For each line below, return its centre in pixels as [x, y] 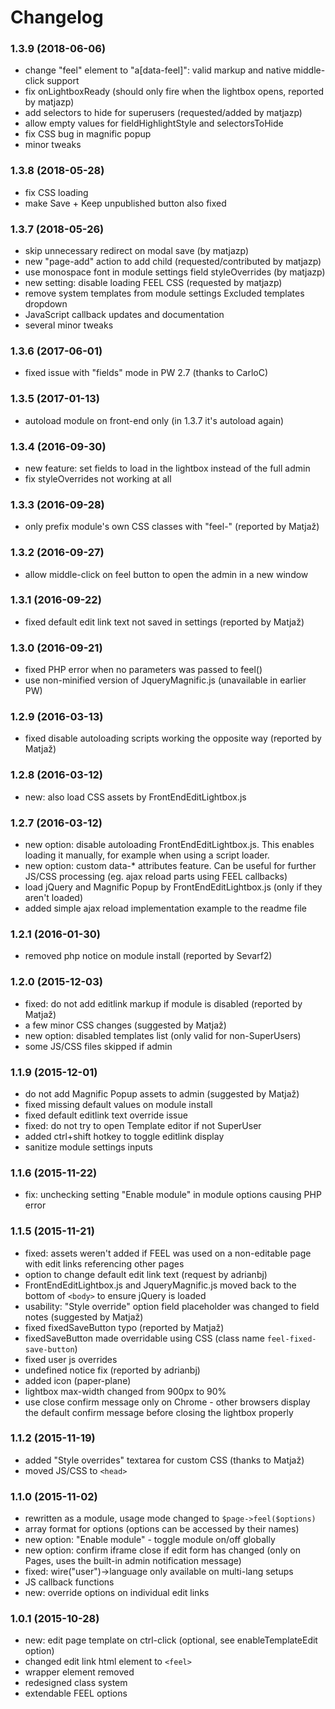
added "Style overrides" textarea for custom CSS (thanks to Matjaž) [164, 1460]
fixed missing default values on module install [118, 1104]
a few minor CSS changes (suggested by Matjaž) [125, 1025]
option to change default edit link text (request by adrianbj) [146, 1274]
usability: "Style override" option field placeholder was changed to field [172, 1306]
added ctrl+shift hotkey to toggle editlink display [124, 1136]
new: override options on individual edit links [117, 1593]
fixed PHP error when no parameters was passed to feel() [143, 670]
